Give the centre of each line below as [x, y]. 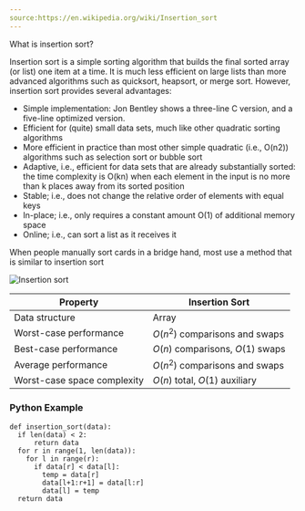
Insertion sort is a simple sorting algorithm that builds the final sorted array [149, 61]
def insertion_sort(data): [61, 427]
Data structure [45, 318]
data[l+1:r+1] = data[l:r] [93, 483]
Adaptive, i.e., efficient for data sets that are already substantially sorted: [159, 166]
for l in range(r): [63, 459]
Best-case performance [66, 349]
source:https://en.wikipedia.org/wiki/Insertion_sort [114, 18]
